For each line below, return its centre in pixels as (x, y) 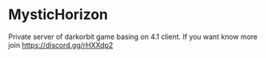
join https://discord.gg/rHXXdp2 (61, 44)
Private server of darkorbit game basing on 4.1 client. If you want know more (133, 37)
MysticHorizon (58, 15)
